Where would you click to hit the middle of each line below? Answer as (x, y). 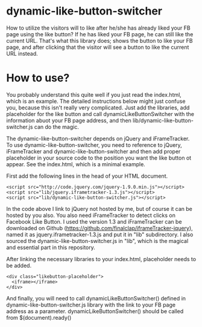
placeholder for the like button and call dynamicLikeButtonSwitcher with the (100, 114)
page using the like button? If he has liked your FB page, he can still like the (100, 34)
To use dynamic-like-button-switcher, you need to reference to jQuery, (94, 145)
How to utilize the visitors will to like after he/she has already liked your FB (99, 28)
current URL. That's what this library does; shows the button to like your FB (99, 40)
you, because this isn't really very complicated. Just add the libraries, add (98, 108)
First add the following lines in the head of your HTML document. (87, 176)
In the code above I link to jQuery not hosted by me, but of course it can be (99, 209)
